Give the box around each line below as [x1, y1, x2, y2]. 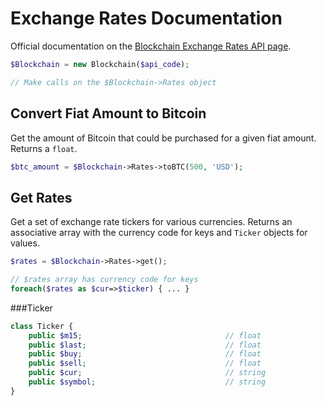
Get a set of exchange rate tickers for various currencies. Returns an [10, 216, 293, 228]
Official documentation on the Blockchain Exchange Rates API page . [10, 40, 292, 52]
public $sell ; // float [28, 358, 262, 369]
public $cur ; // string [28, 368, 267, 378]
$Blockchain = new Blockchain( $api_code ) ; [10, 59, 190, 69]
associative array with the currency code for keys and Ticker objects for [10, 227, 308, 239]
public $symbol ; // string [28, 377, 267, 387]
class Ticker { [10, 321, 74, 331]
